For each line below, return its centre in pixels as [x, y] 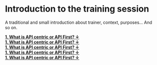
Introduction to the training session [77, 9]
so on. [11, 27]
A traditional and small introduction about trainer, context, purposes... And [78, 22]
